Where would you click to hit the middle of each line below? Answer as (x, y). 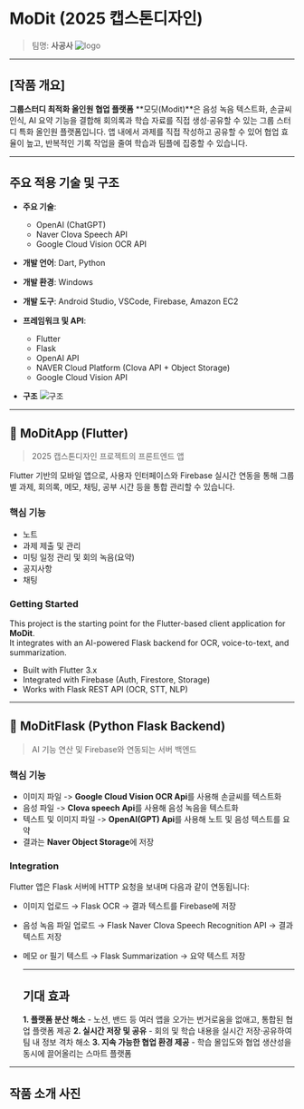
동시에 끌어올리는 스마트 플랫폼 (77, 1054)
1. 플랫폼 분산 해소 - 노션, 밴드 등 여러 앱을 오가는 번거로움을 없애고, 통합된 (153, 1020)
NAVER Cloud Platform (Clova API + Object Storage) (133, 368)
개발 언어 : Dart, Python (64, 262)
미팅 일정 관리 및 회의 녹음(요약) (79, 557)
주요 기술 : (39, 206)
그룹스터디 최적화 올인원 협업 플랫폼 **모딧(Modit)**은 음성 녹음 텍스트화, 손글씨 (151, 109)
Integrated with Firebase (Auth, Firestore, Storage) (116, 679)
